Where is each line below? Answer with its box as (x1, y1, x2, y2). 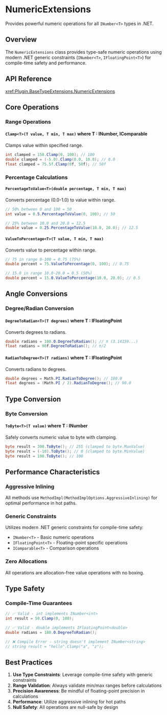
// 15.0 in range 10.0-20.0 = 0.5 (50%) (5, 271, 93, 276)
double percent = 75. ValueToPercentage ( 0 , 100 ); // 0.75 (5, 262, 129, 267)
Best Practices (5, 658, 53, 666)
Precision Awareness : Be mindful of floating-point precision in (12, 688, 145, 694)
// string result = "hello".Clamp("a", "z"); (5, 644, 104, 649)
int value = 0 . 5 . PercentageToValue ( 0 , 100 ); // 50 (5, 211, 115, 217)
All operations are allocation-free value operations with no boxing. (5, 569, 145, 575)
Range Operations (5, 118, 51, 125)
